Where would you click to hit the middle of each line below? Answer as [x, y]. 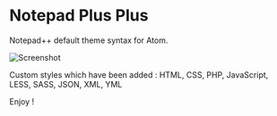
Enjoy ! [22, 101]
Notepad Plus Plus [79, 16]
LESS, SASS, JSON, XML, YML [66, 84]
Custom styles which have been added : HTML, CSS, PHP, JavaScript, [139, 75]
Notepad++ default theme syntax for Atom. [89, 40]
